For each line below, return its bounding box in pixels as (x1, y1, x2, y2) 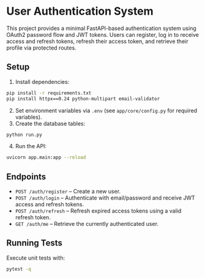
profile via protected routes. (6, 44, 76, 51)
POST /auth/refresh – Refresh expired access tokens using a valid (15, 207, 182, 215)
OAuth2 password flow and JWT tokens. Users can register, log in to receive (6, 31, 199, 38)
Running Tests (6, 238, 62, 249)
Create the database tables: (15, 119, 86, 127)
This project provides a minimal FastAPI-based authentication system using (6, 24, 197, 32)
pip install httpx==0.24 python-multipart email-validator (6, 96, 160, 102)
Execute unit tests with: (6, 254, 65, 261)
